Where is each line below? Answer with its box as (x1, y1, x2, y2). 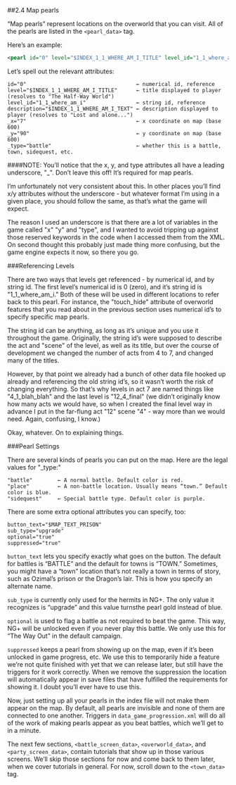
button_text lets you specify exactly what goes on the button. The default (7, 552, 221, 560)
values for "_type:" (7, 463, 62, 471)
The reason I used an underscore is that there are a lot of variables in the (7, 218, 218, 226)
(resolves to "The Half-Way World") (7, 93, 114, 100)
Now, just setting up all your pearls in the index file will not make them (7, 696, 209, 705)
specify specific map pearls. (7, 313, 90, 321)
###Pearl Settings (7, 441, 60, 450)
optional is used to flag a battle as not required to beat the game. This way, (7, 616, 226, 625)
